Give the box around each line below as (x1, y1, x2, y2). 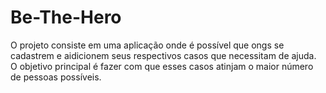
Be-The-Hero (10, 6, 122, 29)
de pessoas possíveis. (10, 71, 102, 83)
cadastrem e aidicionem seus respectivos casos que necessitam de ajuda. (10, 49, 317, 61)
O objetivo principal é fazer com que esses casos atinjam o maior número (10, 60, 314, 72)
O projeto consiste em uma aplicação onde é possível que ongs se (10, 39, 285, 51)
